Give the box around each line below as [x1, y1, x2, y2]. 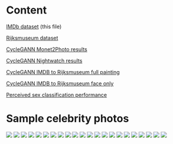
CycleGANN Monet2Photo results [6, 45, 87, 53]
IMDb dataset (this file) [6, 23, 62, 30]
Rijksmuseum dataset [6, 34, 58, 41]
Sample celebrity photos [6, 112, 129, 125]
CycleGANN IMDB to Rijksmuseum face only [6, 80, 114, 87]
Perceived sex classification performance [6, 91, 107, 98]
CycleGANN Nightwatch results [6, 57, 83, 64]
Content [6, 4, 47, 17]
